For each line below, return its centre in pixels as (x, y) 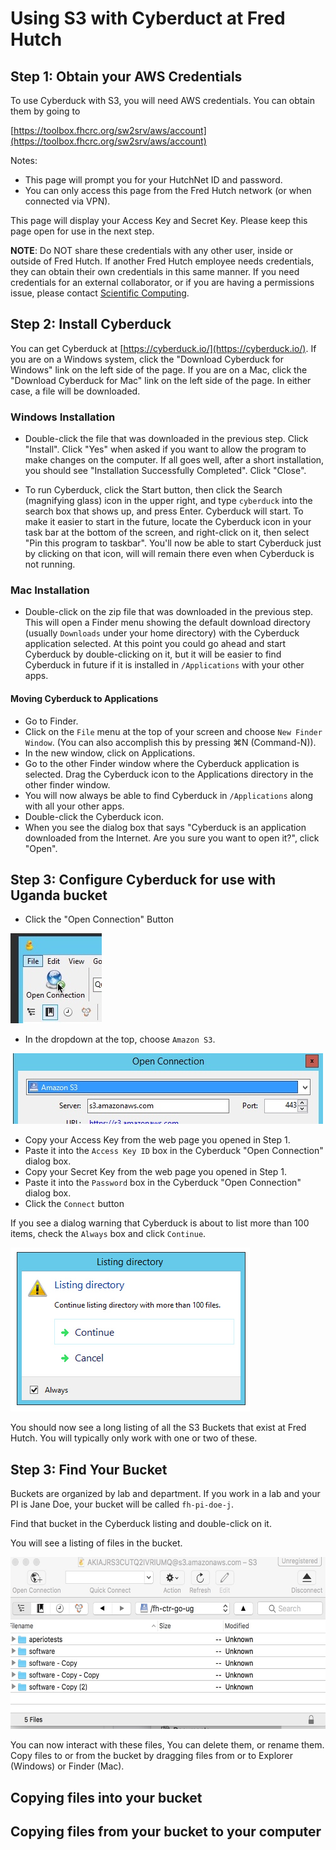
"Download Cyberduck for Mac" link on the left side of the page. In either (161, 380)
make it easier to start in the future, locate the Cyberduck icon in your (168, 522)
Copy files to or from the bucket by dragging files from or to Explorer (151, 1756)
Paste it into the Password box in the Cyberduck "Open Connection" (163, 1183)
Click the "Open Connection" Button (99, 919)
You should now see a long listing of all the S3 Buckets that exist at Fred (158, 1428)
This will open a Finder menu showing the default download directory (167, 623)
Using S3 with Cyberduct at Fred (148, 18)
